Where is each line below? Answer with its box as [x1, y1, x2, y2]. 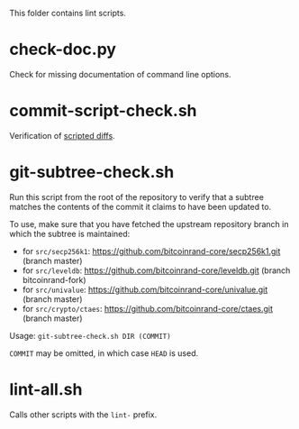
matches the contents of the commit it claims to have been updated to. [9, 201, 272, 212]
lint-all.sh [9, 379, 83, 399]
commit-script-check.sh [9, 101, 197, 121]
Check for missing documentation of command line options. [9, 68, 231, 79]
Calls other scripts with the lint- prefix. [9, 409, 158, 420]
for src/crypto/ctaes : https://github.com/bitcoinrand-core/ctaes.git [22, 303, 273, 314]
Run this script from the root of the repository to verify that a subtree [9, 191, 264, 202]
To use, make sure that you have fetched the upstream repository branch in [9, 218, 289, 229]
